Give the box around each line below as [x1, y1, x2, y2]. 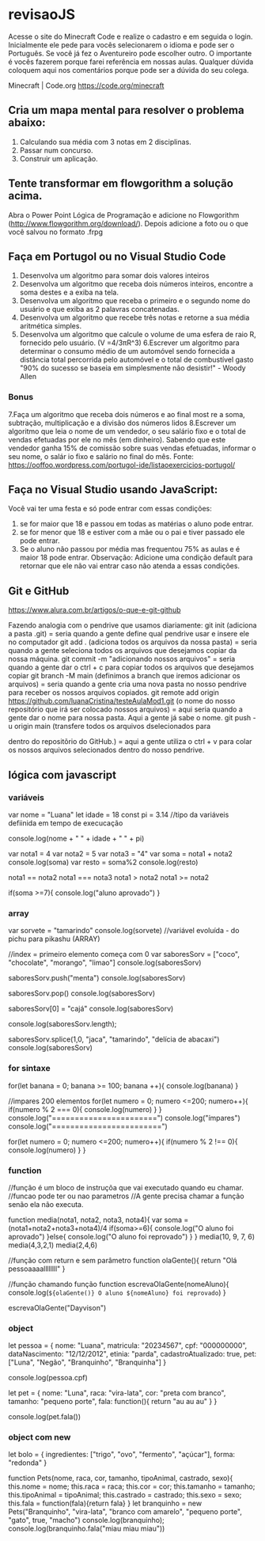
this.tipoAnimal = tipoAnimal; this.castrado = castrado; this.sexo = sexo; [8, 1490, 242, 1500]
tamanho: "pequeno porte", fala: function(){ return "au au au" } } [8, 1397, 218, 1406]
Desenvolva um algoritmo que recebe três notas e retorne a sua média [19, 313, 250, 322]
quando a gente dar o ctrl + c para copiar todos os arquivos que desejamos [8, 662, 255, 672]
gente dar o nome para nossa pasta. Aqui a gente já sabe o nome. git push [8, 713, 252, 723]
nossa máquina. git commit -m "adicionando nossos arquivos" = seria [8, 655, 236, 664]
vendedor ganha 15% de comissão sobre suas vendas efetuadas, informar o [8, 443, 256, 453]
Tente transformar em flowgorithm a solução [8, 176, 233, 191]
